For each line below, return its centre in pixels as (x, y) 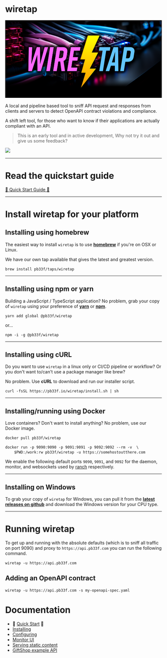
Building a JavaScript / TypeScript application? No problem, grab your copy (83, 301)
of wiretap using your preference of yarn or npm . (56, 306)
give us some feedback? (42, 141)
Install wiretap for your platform (72, 214)
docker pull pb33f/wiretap (33, 438)
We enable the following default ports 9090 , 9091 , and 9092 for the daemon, (81, 462)
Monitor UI (23, 640)
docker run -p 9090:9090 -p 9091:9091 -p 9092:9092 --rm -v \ (72, 447)
